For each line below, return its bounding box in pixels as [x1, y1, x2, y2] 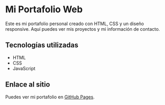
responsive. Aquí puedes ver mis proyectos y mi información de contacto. [5, 26, 160, 32]
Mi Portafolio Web [5, 4, 83, 15]
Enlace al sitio [5, 80, 50, 89]
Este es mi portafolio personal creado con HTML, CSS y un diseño [5, 20, 144, 27]
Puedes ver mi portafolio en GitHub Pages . [5, 94, 95, 100]
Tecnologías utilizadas [5, 41, 78, 50]
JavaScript [12, 65, 36, 71]
